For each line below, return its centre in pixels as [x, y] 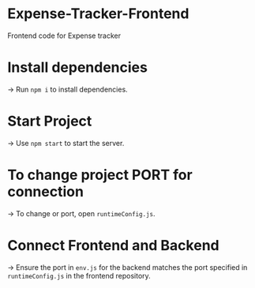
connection [46, 192]
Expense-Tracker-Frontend [98, 14]
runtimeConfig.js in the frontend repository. [79, 275]
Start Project [50, 121]
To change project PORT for [100, 175]
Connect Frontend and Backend [113, 245]
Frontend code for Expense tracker [64, 36]
